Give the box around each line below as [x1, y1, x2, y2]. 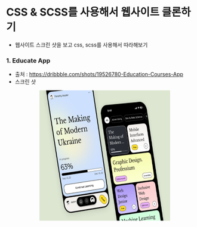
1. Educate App [6, 56, 51, 64]
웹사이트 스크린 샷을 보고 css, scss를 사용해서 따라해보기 [14, 41, 148, 48]
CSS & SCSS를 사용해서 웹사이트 [6, 5, 160, 19]
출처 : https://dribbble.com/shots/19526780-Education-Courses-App [14, 71, 184, 78]
